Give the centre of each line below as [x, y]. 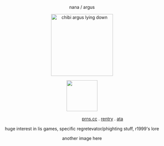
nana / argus [82, 7]
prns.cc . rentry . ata [102, 119]
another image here [82, 138]
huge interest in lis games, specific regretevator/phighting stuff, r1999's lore [82, 129]
